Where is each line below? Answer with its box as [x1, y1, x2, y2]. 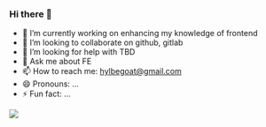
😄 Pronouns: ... [21, 78, 80, 89]
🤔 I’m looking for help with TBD [21, 47, 136, 57]
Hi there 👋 [9, 8, 53, 20]
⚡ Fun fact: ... [21, 88, 71, 100]
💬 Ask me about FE [21, 56, 92, 67]
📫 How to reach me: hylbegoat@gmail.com [21, 66, 182, 77]
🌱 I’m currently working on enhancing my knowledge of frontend [21, 28, 258, 39]
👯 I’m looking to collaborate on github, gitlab [21, 37, 184, 48]
